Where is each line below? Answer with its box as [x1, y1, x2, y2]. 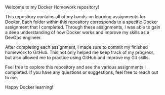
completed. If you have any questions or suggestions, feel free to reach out [5, 69, 159, 75]
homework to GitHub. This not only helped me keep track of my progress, [5, 49, 155, 55]
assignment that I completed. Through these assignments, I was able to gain [5, 24, 161, 30]
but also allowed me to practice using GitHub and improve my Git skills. [5, 55, 150, 61]
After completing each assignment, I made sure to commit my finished [5, 44, 148, 50]
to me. [5, 75, 18, 80]
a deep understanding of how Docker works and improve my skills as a [5, 30, 150, 35]
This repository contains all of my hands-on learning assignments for [5, 14, 146, 19]
